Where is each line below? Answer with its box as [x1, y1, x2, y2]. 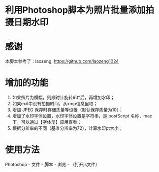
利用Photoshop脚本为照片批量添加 [5, 4, 146, 16]
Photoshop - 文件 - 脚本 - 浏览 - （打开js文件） [5, 162, 100, 167]
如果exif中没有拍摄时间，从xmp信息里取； [12, 101, 98, 107]
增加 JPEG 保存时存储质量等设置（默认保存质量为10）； [12, 107, 123, 113]
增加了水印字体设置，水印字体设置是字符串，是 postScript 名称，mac [12, 113, 153, 119]
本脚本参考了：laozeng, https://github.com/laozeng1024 [5, 58, 119, 64]
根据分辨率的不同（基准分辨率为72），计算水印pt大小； [12, 125, 123, 131]
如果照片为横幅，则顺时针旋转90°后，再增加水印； [12, 94, 115, 101]
